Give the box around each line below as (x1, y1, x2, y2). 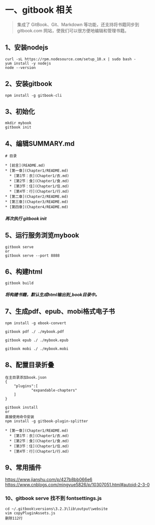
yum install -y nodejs (5, 61, 51, 66)
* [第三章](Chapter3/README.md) (5, 199, 69, 204)
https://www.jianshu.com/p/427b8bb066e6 (5, 477, 93, 482)
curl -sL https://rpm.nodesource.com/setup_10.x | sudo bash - (5, 57, 136, 62)
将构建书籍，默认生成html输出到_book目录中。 (5, 292, 100, 297)
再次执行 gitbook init (5, 216, 47, 221)
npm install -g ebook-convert (5, 321, 67, 326)
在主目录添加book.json (5, 375, 47, 380)
